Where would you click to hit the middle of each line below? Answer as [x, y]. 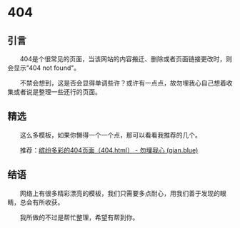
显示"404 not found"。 [47, 68]
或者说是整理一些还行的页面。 [57, 92]
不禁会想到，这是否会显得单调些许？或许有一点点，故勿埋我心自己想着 [123, 83]
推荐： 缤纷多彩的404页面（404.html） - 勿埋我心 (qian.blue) [109, 150]
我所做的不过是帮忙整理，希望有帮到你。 [80, 217]
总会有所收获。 [42, 202]
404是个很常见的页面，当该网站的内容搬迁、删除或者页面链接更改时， [123, 59]
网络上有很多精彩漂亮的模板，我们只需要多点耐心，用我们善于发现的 [120, 193]
